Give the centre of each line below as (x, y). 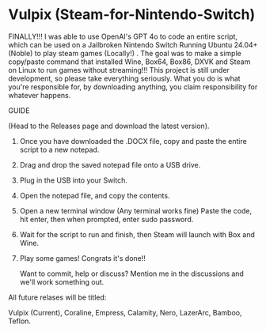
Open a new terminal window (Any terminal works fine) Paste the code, (135, 210)
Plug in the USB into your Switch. (74, 180)
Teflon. (20, 321)
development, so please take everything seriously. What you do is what (124, 78)
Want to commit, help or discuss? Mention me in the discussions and (131, 274)
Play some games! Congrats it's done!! (83, 258)
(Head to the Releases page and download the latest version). (109, 126)
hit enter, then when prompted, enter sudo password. (106, 219)
